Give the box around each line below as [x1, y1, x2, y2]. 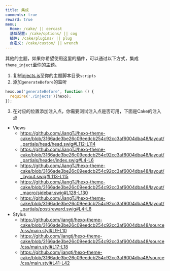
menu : [5, 21, 17, 27]
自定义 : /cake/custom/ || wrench [10, 41, 78, 46]
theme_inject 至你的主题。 [5, 62, 59, 68]
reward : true [5, 17, 33, 22]
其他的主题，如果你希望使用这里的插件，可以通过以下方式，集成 [5, 55, 139, 61]
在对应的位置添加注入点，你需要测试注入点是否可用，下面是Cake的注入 [12, 108, 161, 115]
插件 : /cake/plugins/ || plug [10, 36, 72, 41]
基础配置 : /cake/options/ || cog [10, 31, 78, 36]
